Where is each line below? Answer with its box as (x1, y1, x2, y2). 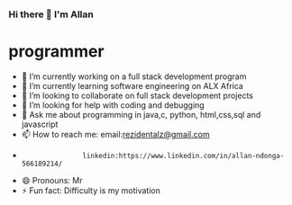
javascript (21, 119, 59, 129)
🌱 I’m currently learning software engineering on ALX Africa (21, 80, 244, 91)
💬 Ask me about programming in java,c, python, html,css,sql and (21, 109, 261, 120)
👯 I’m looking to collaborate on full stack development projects (21, 90, 254, 101)
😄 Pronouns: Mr (21, 174, 83, 185)
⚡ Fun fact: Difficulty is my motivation (21, 184, 161, 196)
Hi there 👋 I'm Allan (8, 8, 94, 21)
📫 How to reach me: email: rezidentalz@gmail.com (21, 129, 210, 139)
